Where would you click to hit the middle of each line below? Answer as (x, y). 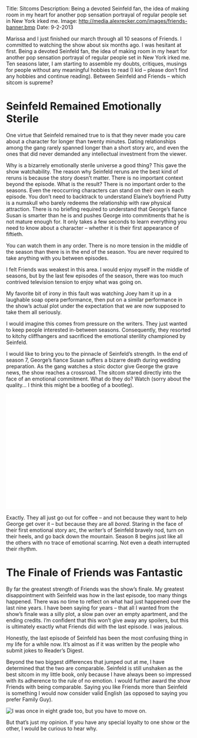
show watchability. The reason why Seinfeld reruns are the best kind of (92, 171)
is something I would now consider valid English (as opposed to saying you (97, 693)
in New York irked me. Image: (42, 21)
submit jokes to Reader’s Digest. (45, 650)
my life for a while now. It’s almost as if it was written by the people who (93, 644)
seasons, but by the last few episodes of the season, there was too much (95, 276)
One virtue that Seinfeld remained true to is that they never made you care (96, 135)
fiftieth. (15, 234)
